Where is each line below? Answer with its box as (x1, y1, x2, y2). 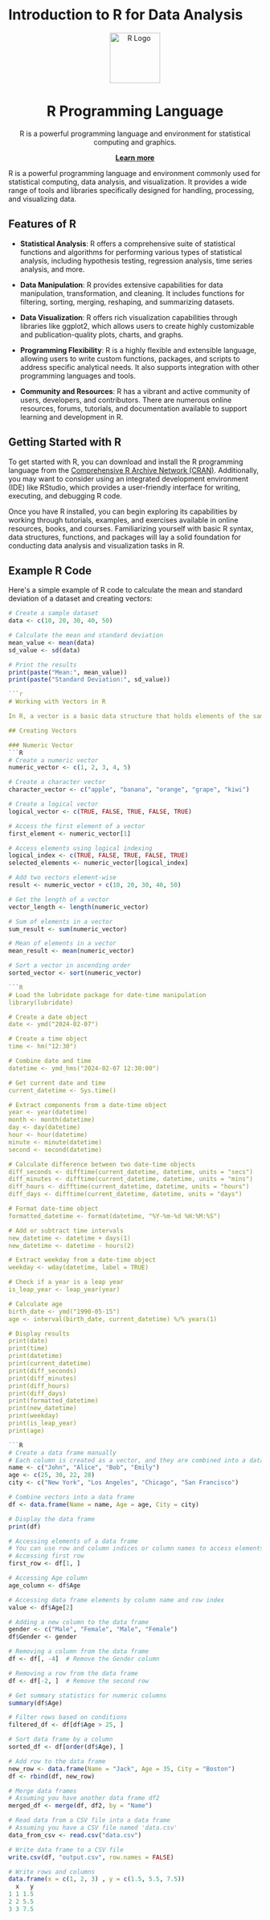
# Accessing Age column (8, 1574, 88, 1582)
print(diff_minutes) (8, 1374, 78, 1382)
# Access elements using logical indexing (8, 844, 153, 852)
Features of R (8, 217, 76, 231)
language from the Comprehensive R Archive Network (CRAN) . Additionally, (8, 465, 260, 475)
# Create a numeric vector (8, 756, 99, 765)
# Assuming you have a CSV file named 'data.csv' (8, 1824, 178, 1832)
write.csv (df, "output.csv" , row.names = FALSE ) (8, 1853, 174, 1861)
